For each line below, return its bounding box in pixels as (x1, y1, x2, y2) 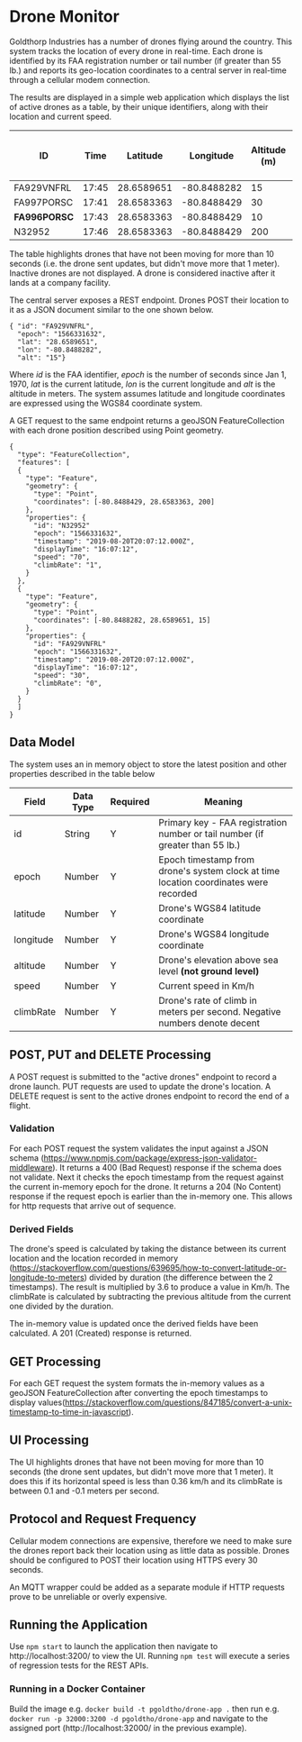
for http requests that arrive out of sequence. (9, 1200, 177, 1211)
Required (110, 795, 150, 807)
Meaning (203, 795, 243, 807)
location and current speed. (9, 111, 112, 122)
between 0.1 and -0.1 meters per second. (9, 1485, 160, 1496)
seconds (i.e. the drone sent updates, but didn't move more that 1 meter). (9, 258, 280, 269)
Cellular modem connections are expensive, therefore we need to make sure (9, 1535, 292, 1546)
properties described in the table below (9, 768, 155, 779)
